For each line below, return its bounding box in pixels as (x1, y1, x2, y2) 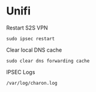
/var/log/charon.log (6, 80, 58, 86)
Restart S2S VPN (6, 24, 48, 31)
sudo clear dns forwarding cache (6, 58, 90, 64)
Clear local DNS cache (6, 46, 62, 54)
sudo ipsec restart (6, 35, 55, 41)
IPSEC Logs (6, 68, 35, 76)
